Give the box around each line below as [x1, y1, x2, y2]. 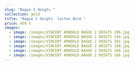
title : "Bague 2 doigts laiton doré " [4, 16, 86, 21]
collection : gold [4, 12, 40, 17]
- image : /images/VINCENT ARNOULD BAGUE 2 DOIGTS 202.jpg [9, 39, 130, 44]
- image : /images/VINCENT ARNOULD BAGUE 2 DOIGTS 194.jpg [9, 35, 130, 40]
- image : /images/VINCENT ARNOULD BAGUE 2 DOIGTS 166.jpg [9, 52, 130, 58]
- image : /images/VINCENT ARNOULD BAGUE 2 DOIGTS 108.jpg [9, 48, 130, 53]
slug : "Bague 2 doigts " [4, 7, 55, 12]
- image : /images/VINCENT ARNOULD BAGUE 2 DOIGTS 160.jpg [9, 43, 130, 48]
